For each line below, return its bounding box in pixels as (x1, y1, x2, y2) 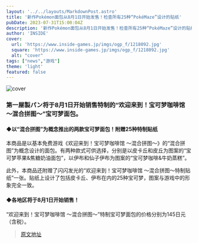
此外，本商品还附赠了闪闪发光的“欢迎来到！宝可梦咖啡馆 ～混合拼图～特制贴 (6, 167, 191, 174)
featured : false (6, 69, 46, 75)
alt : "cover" (11, 52, 44, 58)
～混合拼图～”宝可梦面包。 (6, 110, 82, 118)
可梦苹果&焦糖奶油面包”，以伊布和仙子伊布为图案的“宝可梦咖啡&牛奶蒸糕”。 (6, 155, 190, 162)
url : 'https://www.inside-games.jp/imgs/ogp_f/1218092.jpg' (11, 42, 162, 48)
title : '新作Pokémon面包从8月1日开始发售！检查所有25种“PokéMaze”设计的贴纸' (6, 14, 182, 20)
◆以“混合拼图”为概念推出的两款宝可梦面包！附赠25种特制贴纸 (6, 125, 158, 133)
